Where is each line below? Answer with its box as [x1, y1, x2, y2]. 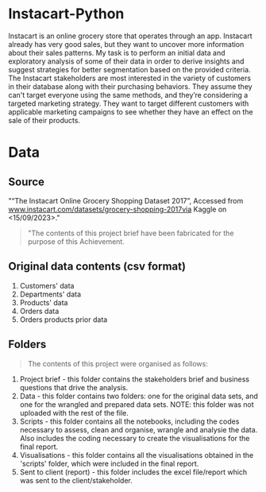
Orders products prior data [19, 315, 108, 324]
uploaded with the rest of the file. [19, 408, 129, 417]
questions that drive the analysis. [19, 382, 129, 392]
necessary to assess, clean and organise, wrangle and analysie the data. [19, 424, 258, 434]
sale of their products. [8, 115, 81, 125]
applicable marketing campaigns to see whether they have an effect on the [8, 107, 253, 116]
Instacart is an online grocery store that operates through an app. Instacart [8, 31, 253, 41]
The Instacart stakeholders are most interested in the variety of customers [8, 73, 252, 83]
